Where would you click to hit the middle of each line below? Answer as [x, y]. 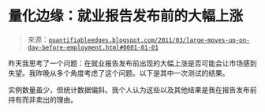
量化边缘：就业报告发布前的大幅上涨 [126, 16]
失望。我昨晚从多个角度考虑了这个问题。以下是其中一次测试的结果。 [119, 73]
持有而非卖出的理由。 [43, 99]
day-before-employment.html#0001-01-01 [93, 47]
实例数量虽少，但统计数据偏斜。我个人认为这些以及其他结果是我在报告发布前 [132, 90]
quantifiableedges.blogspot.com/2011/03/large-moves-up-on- [149, 40]
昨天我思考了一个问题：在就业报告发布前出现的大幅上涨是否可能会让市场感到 [132, 63]
